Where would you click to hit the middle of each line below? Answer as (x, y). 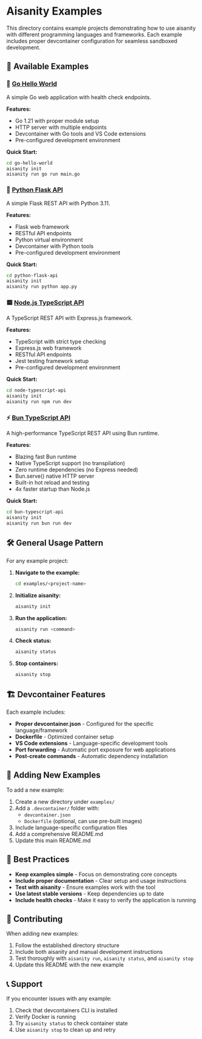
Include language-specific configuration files (71, 827)
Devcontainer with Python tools (54, 246)
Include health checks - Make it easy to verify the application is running (105, 900)
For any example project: (37, 561)
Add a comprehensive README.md (59, 834)
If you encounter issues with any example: (59, 999)
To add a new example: (35, 790)
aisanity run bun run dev (39, 523)
